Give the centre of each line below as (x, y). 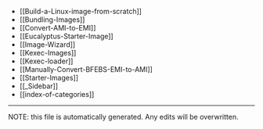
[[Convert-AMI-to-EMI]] (58, 28)
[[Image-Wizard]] (47, 45)
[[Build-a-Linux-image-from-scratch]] (81, 11)
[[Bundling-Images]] (52, 20)
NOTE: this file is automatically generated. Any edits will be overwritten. (123, 117)
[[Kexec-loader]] (46, 61)
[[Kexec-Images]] (48, 53)
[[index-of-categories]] (57, 94)
